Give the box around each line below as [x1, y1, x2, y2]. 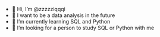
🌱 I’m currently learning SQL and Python [11, 18, 111, 25]
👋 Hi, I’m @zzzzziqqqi [11, 6, 65, 12]
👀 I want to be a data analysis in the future [11, 12, 115, 19]
